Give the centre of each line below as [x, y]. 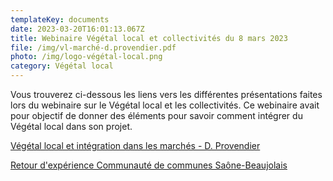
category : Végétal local [62, 66]
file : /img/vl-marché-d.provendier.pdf [93, 47]
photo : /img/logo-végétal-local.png [86, 57]
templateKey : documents [60, 19]
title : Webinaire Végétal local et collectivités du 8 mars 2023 [149, 38]
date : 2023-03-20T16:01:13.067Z [77, 29]
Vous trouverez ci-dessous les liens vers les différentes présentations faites [166, 94]
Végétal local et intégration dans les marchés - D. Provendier [135, 145]
